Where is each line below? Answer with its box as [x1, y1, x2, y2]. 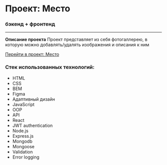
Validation [12, 149, 33, 155]
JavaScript [12, 101, 35, 107]
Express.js [12, 133, 34, 139]
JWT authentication [12, 122, 53, 128]
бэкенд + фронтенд [5, 21, 56, 28]
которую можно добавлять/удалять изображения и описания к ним [5, 42, 150, 48]
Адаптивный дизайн [12, 96, 55, 102]
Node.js [12, 127, 29, 134]
